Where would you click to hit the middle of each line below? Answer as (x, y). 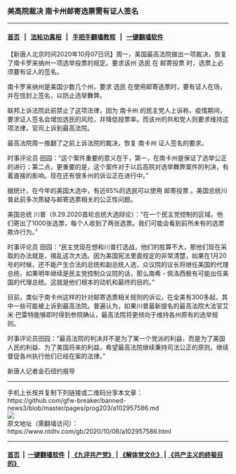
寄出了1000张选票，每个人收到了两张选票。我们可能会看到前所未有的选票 (119, 223)
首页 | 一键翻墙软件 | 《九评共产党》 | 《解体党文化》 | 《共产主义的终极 (112, 455)
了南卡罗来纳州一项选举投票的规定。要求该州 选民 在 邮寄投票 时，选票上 (112, 63)
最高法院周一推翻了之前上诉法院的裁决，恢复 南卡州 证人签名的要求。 (107, 143)
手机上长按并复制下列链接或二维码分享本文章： (75, 392)
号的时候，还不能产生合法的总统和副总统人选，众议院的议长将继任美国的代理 (118, 264)
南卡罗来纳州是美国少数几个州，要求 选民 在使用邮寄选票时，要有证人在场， (117, 87)
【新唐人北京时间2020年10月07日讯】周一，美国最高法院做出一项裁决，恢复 (117, 54)
